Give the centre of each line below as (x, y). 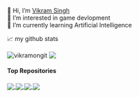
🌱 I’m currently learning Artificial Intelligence (69, 25)
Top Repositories (32, 71)
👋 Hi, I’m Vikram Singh (38, 11)
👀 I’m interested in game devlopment (59, 18)
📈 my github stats (33, 39)
